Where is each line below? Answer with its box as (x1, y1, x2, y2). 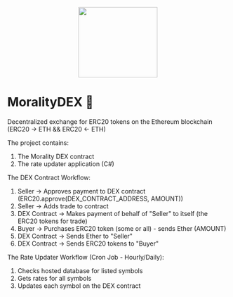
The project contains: (7, 138, 69, 147)
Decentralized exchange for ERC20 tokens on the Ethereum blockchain (7, 117, 213, 126)
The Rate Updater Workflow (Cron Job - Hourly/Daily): (7, 253, 164, 261)
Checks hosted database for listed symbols (17, 266, 143, 274)
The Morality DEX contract (17, 152, 95, 160)
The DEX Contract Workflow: (7, 173, 91, 182)
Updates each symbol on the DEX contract (17, 282, 141, 290)
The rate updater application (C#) (17, 159, 114, 168)
